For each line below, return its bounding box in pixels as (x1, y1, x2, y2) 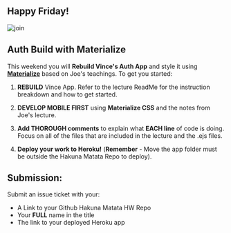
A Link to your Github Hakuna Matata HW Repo (17, 203, 151, 212)
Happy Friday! (7, 6, 69, 17)
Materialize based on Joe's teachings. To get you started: (7, 69, 173, 78)
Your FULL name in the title (17, 211, 95, 219)
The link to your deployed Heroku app (17, 219, 126, 227)
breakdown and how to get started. (17, 90, 118, 99)
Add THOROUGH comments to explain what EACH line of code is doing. (17, 124, 225, 132)
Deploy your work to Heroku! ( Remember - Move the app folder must (17, 145, 218, 153)
